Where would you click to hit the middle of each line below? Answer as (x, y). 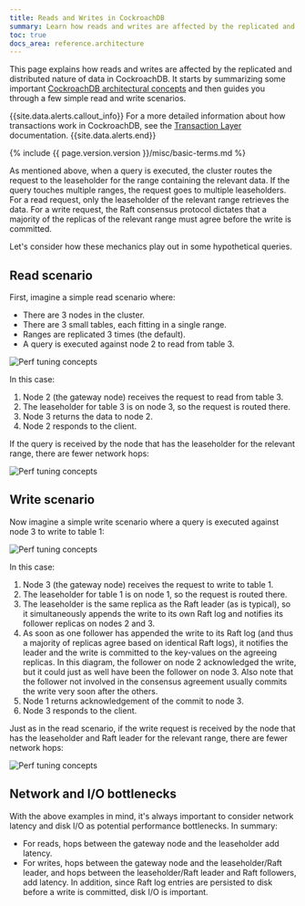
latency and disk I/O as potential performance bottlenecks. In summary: (143, 826)
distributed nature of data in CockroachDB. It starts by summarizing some (147, 79)
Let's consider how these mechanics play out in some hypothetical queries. (151, 246)
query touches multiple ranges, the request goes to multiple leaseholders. (148, 190)
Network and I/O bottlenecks (93, 794)
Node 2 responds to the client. (80, 426)
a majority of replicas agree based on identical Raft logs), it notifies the (155, 642)
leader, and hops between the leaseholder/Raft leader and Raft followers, (159, 872)
